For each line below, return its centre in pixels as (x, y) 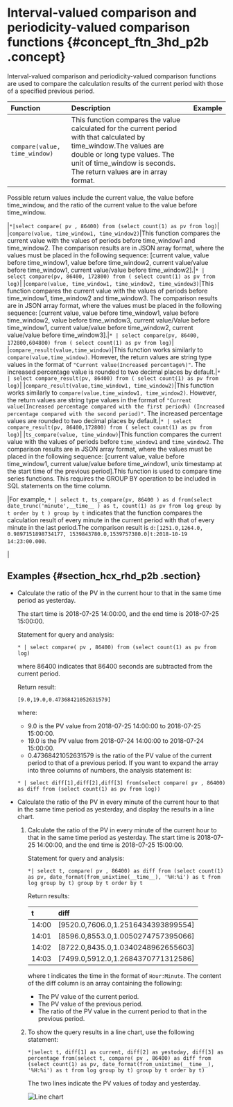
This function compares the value (126, 119)
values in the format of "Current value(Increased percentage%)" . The (106, 364)
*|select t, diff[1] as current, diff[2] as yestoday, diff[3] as (126, 1052)
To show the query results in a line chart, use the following (111, 1032)
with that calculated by (108, 137)
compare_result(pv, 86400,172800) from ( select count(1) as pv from (110, 427)
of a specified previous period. (51, 91)
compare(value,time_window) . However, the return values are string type (110, 357)
